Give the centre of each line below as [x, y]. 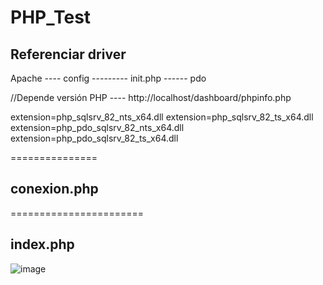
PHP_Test [51, 17]
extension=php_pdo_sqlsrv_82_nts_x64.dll [97, 127]
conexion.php [54, 189]
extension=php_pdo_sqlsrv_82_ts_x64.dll [94, 138]
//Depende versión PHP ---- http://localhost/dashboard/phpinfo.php [151, 97]
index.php [42, 244]
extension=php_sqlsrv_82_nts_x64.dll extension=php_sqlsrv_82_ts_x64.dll [162, 117]
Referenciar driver [68, 54]
